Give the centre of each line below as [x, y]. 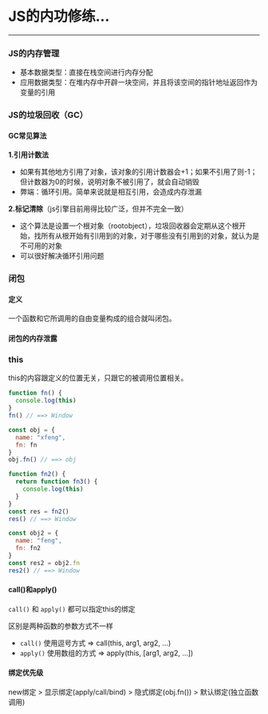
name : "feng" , [39, 541]
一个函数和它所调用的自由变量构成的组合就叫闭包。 [92, 319]
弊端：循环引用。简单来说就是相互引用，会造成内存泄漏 [110, 192]
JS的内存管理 [34, 53]
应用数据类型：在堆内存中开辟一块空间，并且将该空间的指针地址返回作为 [138, 82]
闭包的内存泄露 [33, 339]
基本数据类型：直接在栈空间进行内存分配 [86, 72]
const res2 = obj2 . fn [44, 563]
